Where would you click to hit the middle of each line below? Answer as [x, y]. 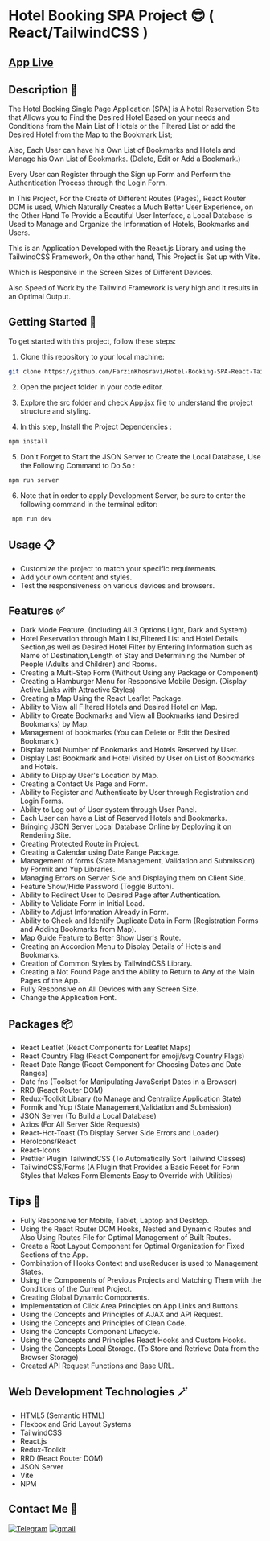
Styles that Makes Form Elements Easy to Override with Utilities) [126, 1176]
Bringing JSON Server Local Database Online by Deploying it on [125, 826]
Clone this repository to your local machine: [92, 357]
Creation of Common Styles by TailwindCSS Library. [106, 963]
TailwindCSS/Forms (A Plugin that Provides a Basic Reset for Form [129, 1167]
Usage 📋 [32, 545]
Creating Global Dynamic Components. [85, 1297]
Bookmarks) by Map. [55, 724]
